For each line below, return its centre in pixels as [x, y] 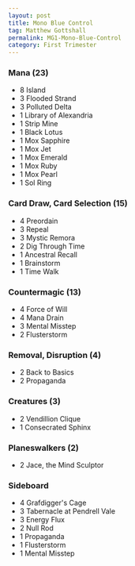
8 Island [32, 90]
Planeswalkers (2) [43, 448]
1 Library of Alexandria [56, 115]
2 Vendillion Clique [50, 418]
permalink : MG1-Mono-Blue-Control [65, 38]
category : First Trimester [52, 45]
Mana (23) [28, 73]
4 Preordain [39, 221]
